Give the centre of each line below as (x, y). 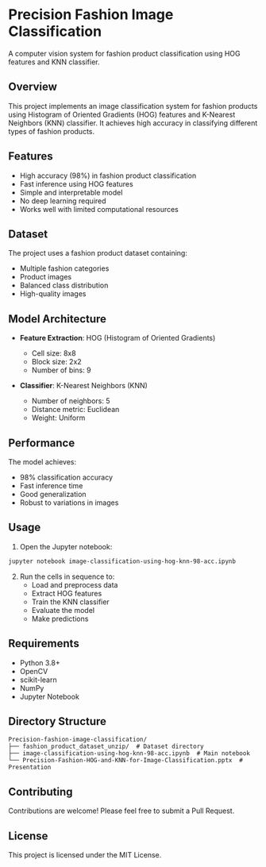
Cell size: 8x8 (54, 353)
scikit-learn (38, 680)
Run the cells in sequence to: (67, 576)
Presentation (30, 768)
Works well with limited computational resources (99, 209)
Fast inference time (51, 486)
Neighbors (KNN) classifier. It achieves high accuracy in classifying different (133, 123)
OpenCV (34, 671)
